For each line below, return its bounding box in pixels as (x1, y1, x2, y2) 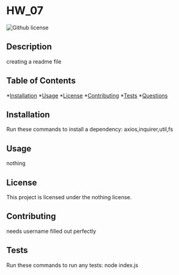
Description (6, 42, 52, 52)
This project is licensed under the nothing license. (6, 194, 133, 200)
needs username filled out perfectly (6, 227, 97, 235)
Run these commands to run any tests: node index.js (6, 261, 139, 269)
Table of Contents (6, 76, 76, 86)
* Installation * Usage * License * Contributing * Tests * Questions (6, 92, 168, 99)
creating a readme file (6, 57, 62, 65)
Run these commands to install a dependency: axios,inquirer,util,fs (6, 126, 174, 133)
